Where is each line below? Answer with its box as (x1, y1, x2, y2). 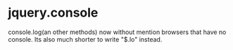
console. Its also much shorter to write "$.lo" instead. (8, 35, 163, 43)
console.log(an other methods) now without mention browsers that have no (8, 28, 227, 36)
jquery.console (8, 5, 99, 21)
